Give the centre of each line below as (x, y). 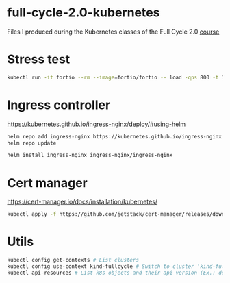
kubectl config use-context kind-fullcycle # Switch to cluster (101, 266)
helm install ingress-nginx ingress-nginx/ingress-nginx (90, 156)
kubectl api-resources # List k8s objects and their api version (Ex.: (111, 273)
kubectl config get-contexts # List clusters (73, 260)
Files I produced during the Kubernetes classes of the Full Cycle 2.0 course (113, 32)
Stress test (39, 59)
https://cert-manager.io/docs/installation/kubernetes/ (82, 202)
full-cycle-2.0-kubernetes (84, 13)
